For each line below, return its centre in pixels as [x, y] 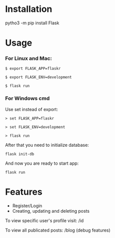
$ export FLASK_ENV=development [38, 77]
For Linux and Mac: [29, 59]
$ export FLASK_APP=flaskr [33, 69]
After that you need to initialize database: [47, 145]
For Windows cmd [28, 99]
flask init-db [20, 154]
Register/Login [27, 206]
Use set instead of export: [32, 109]
